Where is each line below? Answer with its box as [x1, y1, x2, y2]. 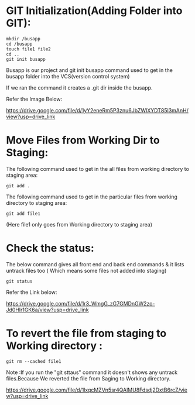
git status [6, 278, 33, 284]
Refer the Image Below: [6, 95, 63, 102]
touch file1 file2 [6, 46, 51, 52]
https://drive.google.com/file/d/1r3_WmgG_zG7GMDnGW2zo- [6, 300, 155, 307]
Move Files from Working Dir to [6, 133, 160, 147]
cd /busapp [6, 41, 33, 47]
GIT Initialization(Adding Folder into [6, 4, 183, 18]
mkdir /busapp [6, 36, 41, 42]
